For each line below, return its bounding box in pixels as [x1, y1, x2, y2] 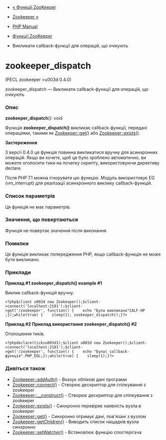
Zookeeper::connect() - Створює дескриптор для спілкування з [12, 381, 146, 387]
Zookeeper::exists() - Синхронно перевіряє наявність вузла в [12, 403, 141, 409]
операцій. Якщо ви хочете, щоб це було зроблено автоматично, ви [5, 155, 146, 161]
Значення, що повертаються [5, 216, 78, 223]
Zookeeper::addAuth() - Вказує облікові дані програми [12, 376, 127, 382]
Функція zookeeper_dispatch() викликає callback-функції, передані [5, 125, 148, 131]
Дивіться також [5, 365, 46, 372]
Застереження [5, 140, 38, 146]
